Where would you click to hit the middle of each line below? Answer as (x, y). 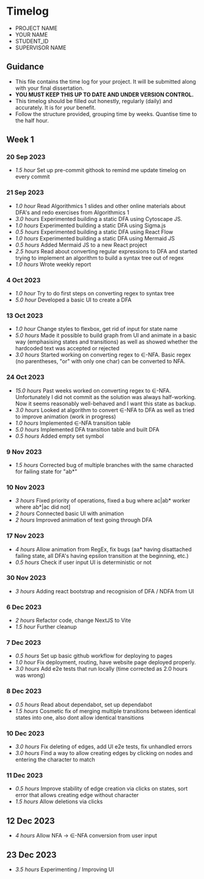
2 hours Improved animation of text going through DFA (84, 520)
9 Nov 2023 (24, 452)
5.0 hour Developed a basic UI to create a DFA (73, 300)
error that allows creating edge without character (77, 795)
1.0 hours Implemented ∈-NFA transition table (73, 423)
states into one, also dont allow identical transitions (80, 717)
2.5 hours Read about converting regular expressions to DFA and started (106, 251)
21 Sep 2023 (25, 192)
